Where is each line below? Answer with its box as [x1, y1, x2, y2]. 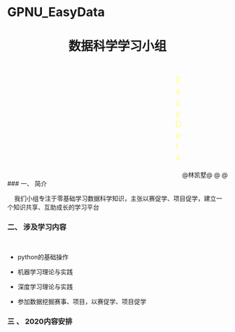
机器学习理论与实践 [17, 268, 73, 276]
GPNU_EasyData [7, 4, 105, 20]
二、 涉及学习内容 [7, 222, 66, 231]
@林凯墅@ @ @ [182, 171, 228, 179]
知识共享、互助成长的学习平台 [13, 203, 99, 211]
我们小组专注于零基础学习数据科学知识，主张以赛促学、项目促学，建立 [13, 194, 217, 203]
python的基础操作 [17, 253, 69, 261]
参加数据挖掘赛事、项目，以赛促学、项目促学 [17, 298, 147, 306]
